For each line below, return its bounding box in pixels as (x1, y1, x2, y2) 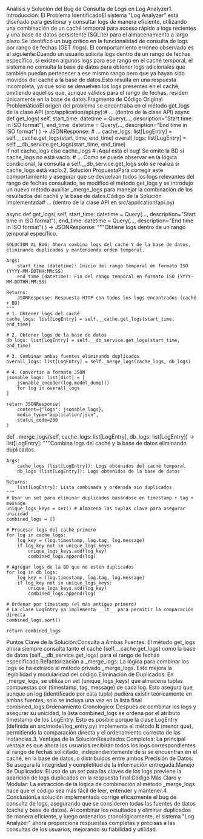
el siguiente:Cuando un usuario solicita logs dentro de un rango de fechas (6, 50, 191, 57)
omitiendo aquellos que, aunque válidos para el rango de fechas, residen (6, 89, 188, 96)
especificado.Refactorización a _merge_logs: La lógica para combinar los (6, 658, 189, 665)
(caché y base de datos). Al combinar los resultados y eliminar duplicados (6, 806, 191, 813)
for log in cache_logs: (6, 532, 67, 538)
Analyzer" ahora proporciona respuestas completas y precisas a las (6, 820, 176, 826)
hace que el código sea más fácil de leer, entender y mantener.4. (6, 787, 168, 794)
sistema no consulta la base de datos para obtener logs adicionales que (6, 63, 186, 70)
